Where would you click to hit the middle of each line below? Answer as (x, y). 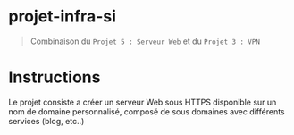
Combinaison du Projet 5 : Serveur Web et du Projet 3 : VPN (145, 41)
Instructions (55, 77)
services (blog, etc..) (46, 121)
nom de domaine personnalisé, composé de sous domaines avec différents (147, 111)
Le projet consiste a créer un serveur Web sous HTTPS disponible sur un (143, 102)
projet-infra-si (63, 17)
